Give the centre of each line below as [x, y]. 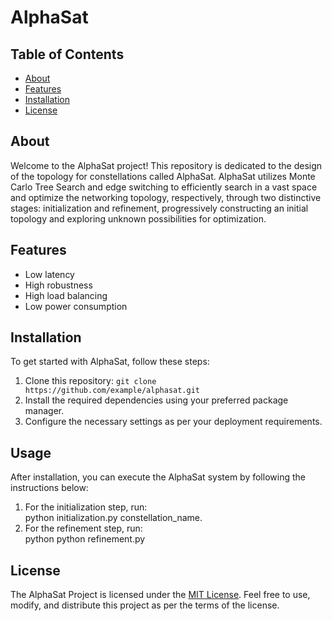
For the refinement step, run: [83, 528]
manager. [44, 411]
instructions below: [49, 488]
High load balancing [66, 295]
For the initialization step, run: [86, 507]
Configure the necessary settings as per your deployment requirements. [173, 422]
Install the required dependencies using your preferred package [156, 400]
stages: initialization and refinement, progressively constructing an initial [159, 208]
